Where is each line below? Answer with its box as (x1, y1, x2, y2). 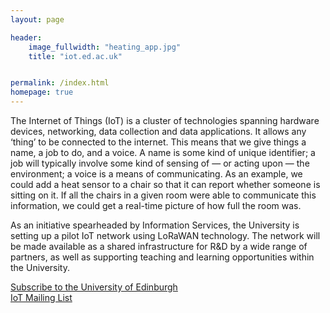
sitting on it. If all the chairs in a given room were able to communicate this (10, 189, 317, 201)
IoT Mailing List (10, 292, 73, 303)
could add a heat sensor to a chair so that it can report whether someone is (10, 179, 321, 190)
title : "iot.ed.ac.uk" (28, 51, 123, 61)
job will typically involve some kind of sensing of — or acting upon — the (10, 157, 310, 169)
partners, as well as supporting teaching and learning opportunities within (10, 251, 315, 263)
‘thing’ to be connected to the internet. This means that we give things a (10, 136, 307, 148)
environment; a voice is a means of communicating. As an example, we (10, 168, 303, 180)
